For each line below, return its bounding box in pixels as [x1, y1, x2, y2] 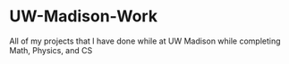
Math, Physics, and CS [9, 44, 93, 55]
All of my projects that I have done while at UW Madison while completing [9, 36, 281, 46]
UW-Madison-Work [9, 6, 158, 27]
